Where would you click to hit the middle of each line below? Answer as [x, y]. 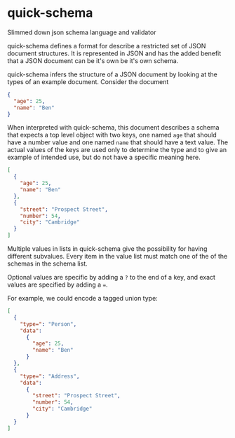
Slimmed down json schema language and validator [82, 32]
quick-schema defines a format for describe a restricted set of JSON [107, 46]
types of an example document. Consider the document [88, 81]
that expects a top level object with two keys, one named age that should [112, 135]
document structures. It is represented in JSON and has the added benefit [114, 53]
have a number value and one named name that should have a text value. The [118, 142]
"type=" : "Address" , [50, 376]
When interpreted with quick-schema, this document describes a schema [113, 128]
